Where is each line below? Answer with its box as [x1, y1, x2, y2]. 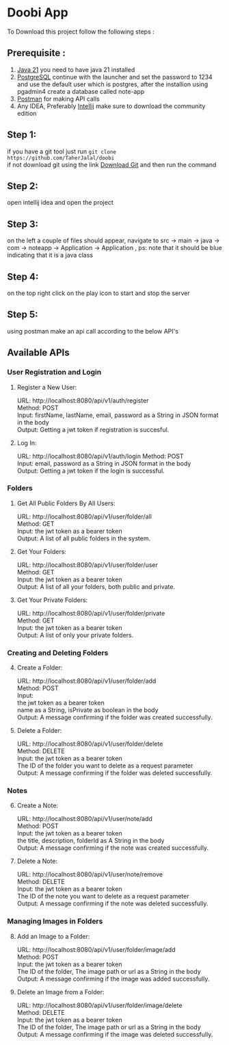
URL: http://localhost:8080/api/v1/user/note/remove [16, 870, 163, 879]
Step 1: [7, 129, 37, 141]
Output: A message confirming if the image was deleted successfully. [16, 1030, 213, 1038]
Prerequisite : [7, 47, 66, 59]
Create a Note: [16, 801, 59, 809]
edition [16, 109, 37, 117]
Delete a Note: [16, 857, 58, 866]
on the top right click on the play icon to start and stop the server [7, 289, 190, 297]
